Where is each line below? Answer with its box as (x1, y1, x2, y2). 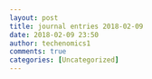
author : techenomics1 (9, 38, 91, 48)
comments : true (9, 47, 67, 56)
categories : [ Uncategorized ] (9, 55, 119, 64)
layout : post (9, 13, 59, 23)
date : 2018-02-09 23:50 (9, 30, 100, 39)
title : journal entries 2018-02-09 (9, 22, 144, 31)
